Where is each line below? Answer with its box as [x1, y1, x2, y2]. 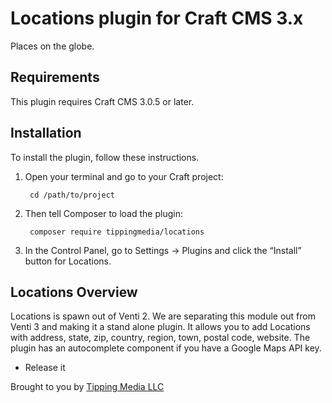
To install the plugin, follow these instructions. [10, 151, 200, 163]
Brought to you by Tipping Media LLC [10, 381, 165, 393]
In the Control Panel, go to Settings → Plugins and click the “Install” [24, 244, 302, 256]
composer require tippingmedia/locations [29, 227, 205, 237]
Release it [24, 362, 66, 374]
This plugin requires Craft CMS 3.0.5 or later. [10, 95, 195, 107]
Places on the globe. [10, 40, 95, 52]
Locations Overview [10, 283, 138, 301]
